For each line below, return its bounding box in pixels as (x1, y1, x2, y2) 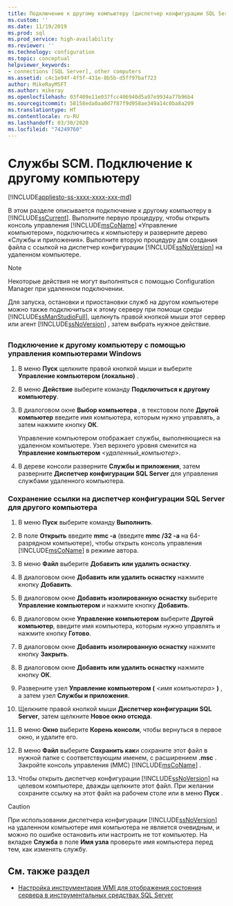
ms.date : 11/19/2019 (8, 23, 68, 30)
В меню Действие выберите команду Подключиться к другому (17, 385, 210, 394)
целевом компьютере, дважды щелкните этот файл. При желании (17, 782, 214, 790)
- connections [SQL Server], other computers (8, 68, 141, 75)
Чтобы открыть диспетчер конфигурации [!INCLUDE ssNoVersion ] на (17, 775, 219, 783)
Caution (8, 802, 30, 811)
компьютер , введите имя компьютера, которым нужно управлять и (17, 622, 221, 630)
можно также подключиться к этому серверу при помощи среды (8, 305, 203, 314)
